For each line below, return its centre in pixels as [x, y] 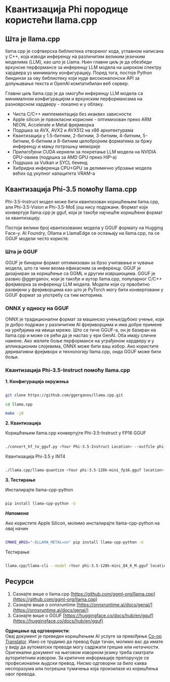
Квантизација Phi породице [67, 9]
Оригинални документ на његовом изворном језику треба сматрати [79, 652]
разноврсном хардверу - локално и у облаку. [55, 104]
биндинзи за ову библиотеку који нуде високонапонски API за [73, 78]
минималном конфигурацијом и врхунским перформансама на [74, 99]
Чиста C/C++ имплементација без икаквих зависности [72, 114]
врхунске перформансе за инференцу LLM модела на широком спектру [83, 67]
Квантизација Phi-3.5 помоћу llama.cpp [71, 189]
